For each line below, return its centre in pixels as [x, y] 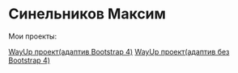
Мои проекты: [33, 36]
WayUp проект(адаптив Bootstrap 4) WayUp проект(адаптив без [119, 51]
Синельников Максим [87, 14]
